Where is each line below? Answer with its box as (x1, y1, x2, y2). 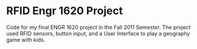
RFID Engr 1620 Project (6, 4, 123, 18)
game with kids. (6, 36, 46, 43)
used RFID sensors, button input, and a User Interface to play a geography (6, 30, 190, 37)
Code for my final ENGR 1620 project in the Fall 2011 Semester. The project (6, 24, 191, 31)
